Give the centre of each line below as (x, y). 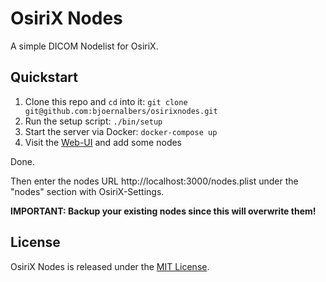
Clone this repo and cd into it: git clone (106, 101)
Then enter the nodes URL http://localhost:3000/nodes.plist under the (154, 181)
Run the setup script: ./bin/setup (93, 121)
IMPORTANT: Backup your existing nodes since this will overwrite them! (163, 211)
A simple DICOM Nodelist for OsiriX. (84, 46)
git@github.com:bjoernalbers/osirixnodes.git (121, 111)
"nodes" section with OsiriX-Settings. (87, 191)
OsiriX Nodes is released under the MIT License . (110, 266)
